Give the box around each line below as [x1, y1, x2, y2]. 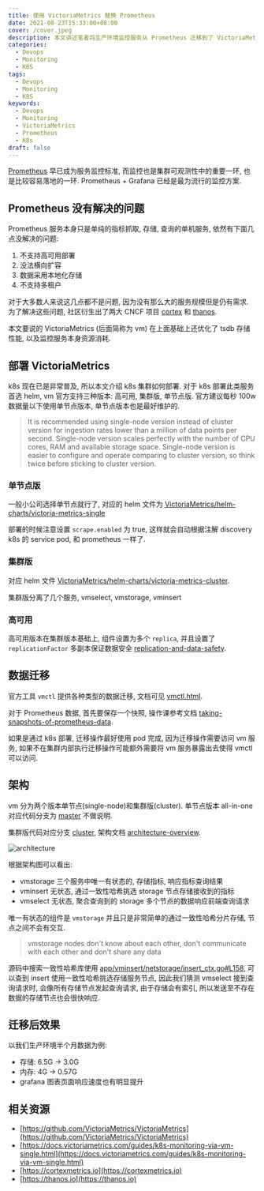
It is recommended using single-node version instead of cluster [27, 417, 234, 426]
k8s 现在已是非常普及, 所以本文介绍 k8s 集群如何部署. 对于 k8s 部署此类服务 [8, 381, 255, 391]
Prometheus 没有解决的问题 [8, 201, 145, 215]
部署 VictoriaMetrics [8, 359, 110, 372]
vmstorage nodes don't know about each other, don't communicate [27, 938, 247, 948]
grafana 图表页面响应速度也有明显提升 [19, 1077, 144, 1087]
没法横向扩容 [19, 261, 61, 270]
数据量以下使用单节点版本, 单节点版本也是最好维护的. [8, 401, 180, 411]
